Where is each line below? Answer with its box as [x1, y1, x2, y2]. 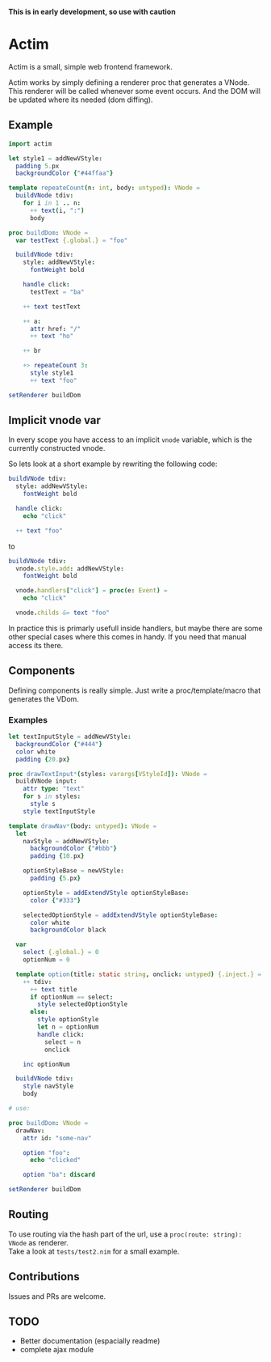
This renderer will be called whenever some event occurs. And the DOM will [8, 86, 261, 95]
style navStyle [23, 1082, 74, 1091]
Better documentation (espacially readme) [19, 1336, 161, 1346]
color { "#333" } [29, 896, 81, 905]
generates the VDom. [8, 694, 79, 703]
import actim [8, 139, 52, 148]
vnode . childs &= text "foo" [15, 609, 110, 617]
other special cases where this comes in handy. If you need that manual [8, 631, 248, 642]
